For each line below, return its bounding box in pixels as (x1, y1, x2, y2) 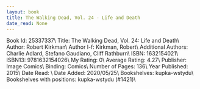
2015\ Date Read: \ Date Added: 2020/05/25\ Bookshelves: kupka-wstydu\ (6, 69, 194, 77)
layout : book (6, 9, 40, 15)
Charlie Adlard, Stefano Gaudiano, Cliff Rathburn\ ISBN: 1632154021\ (6, 50, 179, 57)
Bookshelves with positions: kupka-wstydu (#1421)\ (6, 76, 136, 83)
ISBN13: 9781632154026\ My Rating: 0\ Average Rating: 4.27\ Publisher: (6, 56, 187, 64)
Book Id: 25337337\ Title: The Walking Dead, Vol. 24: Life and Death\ (6, 37, 180, 44)
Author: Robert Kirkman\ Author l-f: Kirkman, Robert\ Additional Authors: (6, 43, 188, 51)
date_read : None (6, 20, 48, 26)
